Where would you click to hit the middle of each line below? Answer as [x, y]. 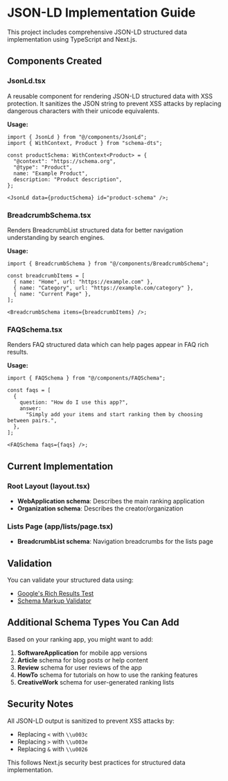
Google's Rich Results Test [55, 594]
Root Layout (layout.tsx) [49, 486]
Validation [29, 563]
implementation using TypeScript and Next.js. [72, 39]
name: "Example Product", [51, 173]
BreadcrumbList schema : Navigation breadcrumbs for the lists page [115, 542]
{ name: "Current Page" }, [52, 294]
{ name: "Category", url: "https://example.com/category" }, [104, 288]
